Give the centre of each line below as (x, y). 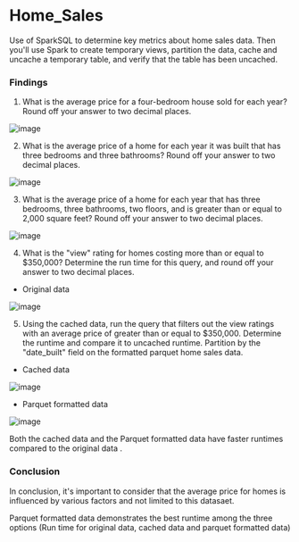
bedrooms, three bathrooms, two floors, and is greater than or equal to (152, 209)
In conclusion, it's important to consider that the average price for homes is (148, 491)
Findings (29, 82)
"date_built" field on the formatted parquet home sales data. (133, 353)
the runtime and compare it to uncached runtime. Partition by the (141, 343)
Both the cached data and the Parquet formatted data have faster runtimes (146, 439)
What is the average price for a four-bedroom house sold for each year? (154, 102)
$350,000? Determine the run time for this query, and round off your (148, 263)
